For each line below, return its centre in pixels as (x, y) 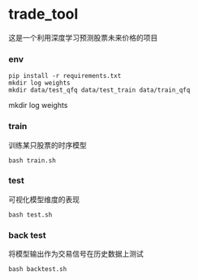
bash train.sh (32, 160)
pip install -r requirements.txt (65, 76)
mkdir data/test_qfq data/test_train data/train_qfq (99, 90)
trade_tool (43, 14)
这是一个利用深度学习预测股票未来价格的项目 (83, 37)
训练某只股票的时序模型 (47, 145)
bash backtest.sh (38, 269)
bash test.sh (30, 215)
